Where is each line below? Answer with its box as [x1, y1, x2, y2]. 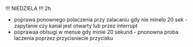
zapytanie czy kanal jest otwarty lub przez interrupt [13, 23, 138, 29]
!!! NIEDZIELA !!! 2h [5, 5, 51, 12]
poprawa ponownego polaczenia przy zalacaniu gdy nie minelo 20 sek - [13, 16, 188, 23]
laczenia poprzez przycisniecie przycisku [13, 35, 114, 41]
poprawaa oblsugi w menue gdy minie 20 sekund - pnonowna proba [13, 28, 179, 35]
